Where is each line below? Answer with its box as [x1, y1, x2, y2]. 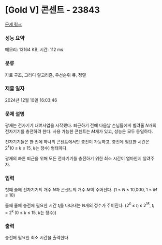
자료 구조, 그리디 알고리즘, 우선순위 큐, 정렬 [5, 72, 86, 78]
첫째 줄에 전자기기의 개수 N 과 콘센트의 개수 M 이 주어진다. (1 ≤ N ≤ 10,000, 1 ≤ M [5, 187, 157, 193]
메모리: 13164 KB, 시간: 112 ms [5, 47, 64, 52]
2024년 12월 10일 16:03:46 [5, 97, 57, 103]
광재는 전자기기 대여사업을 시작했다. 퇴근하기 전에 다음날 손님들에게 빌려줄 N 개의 [5, 122, 157, 129]
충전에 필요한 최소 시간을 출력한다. [5, 235, 70, 241]
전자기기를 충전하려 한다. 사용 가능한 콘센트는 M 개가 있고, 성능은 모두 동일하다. [5, 129, 153, 134]
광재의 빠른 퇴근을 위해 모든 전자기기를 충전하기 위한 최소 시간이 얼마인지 [5, 155, 142, 161]
